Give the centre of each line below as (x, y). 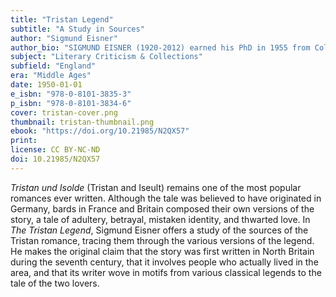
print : (24, 141)
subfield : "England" (53, 66)
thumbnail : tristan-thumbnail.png (82, 122)
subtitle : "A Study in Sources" (77, 29)
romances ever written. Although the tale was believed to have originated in (166, 198)
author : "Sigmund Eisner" (64, 38)
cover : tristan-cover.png (64, 112)
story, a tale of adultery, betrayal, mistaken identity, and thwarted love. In (160, 219)
